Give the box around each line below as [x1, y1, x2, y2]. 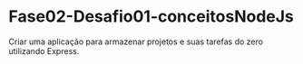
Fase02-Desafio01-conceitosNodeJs [8, 6, 294, 27]
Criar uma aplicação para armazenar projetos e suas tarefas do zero [8, 36, 264, 47]
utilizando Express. [8, 45, 80, 56]
